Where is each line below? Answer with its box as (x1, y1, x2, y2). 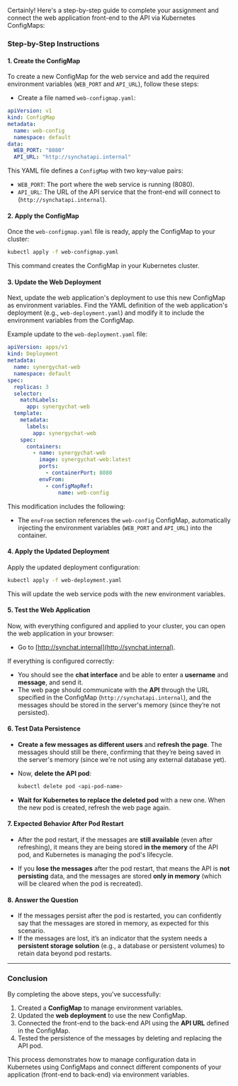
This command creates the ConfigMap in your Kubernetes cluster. (7, 262, 200, 270)
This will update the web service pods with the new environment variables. (7, 589, 225, 598)
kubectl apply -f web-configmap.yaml (7, 249, 119, 256)
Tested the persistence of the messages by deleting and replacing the (17, 1033, 222, 1042)
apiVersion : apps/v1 (7, 344, 69, 351)
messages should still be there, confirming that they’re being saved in (17, 748, 221, 756)
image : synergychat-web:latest (38, 456, 132, 463)
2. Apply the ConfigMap (7, 211, 79, 220)
